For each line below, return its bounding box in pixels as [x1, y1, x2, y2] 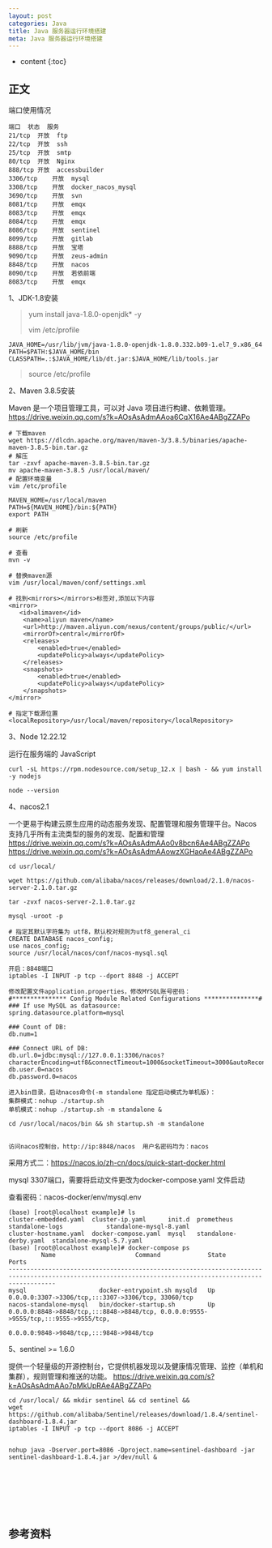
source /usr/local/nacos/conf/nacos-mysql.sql [8, 949, 168, 957]
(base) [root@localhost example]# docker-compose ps [8, 1244, 190, 1252]
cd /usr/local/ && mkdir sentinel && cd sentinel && [8, 1396, 190, 1405]
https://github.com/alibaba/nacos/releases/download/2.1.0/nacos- [26, 877, 255, 885]
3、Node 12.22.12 [8, 732, 67, 742]
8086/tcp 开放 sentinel [8, 226, 101, 235]
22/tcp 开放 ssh [8, 140, 68, 148]
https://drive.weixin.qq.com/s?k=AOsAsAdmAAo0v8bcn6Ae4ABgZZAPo [8, 838, 250, 848]
